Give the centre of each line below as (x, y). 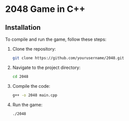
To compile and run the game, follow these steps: (56, 39)
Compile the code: (31, 86)
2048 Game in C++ (45, 9)
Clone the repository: (34, 49)
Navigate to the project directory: (46, 67)
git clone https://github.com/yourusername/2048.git (68, 58)
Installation (23, 28)
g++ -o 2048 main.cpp (35, 95)
